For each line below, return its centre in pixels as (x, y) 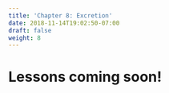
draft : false (30, 30)
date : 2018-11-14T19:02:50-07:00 (64, 23)
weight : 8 (25, 38)
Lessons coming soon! (85, 77)
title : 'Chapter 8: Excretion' (60, 15)
